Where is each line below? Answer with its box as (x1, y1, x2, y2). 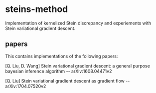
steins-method (5, 3, 68, 15)
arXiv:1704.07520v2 (5, 83, 46, 89)
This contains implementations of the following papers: (5, 53, 118, 59)
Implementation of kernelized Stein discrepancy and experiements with (5, 20, 151, 26)
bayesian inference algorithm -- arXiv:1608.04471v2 (5, 68, 112, 74)
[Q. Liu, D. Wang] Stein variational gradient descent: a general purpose (5, 62, 151, 68)
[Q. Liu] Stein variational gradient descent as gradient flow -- (5, 77, 130, 83)
